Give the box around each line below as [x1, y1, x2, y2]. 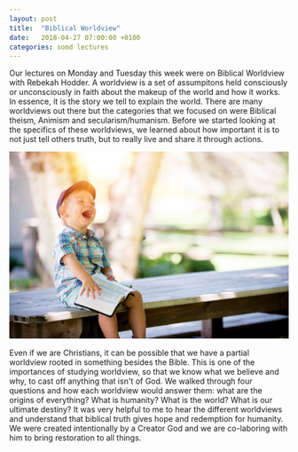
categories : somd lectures [9, 43, 109, 52]
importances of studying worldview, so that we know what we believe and [9, 366, 279, 377]
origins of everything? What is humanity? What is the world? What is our [9, 394, 273, 405]
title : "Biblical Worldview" [9, 23, 122, 33]
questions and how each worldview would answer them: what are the [9, 385, 263, 395]
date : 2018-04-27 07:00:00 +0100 [9, 33, 141, 42]
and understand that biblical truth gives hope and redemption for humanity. [9, 413, 284, 424]
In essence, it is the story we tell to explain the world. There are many [9, 96, 263, 107]
